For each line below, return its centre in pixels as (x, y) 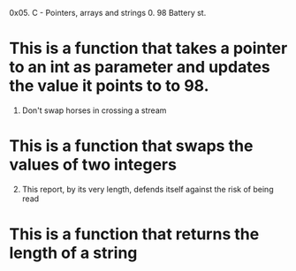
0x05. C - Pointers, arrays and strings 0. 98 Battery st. (108, 13)
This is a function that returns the (134, 234)
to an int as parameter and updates (140, 68)
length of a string (73, 253)
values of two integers (93, 165)
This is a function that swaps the (131, 146)
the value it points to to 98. (109, 86)
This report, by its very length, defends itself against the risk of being (148, 189)
